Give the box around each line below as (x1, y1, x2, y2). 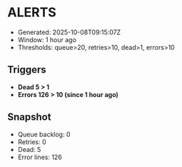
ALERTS (7, 4, 57, 21)
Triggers (7, 64, 46, 76)
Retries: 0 (17, 137, 46, 146)
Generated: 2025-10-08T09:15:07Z (17, 28, 121, 36)
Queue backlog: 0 (17, 130, 71, 138)
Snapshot (7, 111, 51, 123)
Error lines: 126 (17, 153, 62, 161)
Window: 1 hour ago (17, 35, 77, 44)
